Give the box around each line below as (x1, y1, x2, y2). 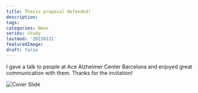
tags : (6, 19, 20, 25)
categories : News (6, 25, 49, 31)
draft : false (6, 47, 38, 53)
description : (6, 14, 38, 20)
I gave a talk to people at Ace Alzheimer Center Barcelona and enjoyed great (6, 63, 193, 70)
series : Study (6, 31, 41, 36)
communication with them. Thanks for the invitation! (6, 69, 133, 77)
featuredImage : (6, 42, 44, 48)
